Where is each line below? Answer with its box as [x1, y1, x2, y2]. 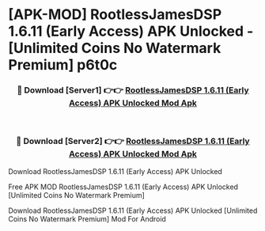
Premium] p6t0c [8, 56, 118, 74]
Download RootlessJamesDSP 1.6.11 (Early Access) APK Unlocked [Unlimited [8, 206, 258, 215]
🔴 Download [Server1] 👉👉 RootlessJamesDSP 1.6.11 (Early [17, 85, 249, 96]
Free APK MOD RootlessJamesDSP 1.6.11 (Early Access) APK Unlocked [8, 182, 239, 191]
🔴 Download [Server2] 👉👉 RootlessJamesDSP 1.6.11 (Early [15, 136, 251, 147]
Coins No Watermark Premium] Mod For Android [8, 214, 166, 223]
